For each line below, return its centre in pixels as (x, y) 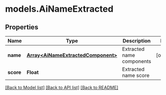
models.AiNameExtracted (59, 9)
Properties (22, 27)
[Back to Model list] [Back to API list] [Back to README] (62, 87)
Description (137, 41)
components (137, 61)
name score (136, 75)
